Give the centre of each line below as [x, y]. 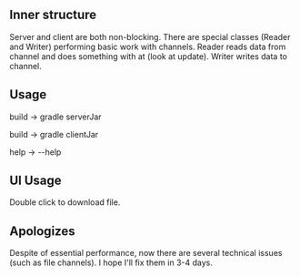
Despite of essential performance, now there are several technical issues [146, 253]
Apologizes [42, 231]
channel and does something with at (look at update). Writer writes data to [149, 56]
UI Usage [35, 181]
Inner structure [53, 15]
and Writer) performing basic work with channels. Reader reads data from [148, 46]
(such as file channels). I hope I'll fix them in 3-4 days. [111, 262]
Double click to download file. [65, 202]
